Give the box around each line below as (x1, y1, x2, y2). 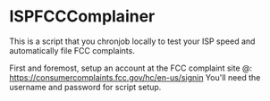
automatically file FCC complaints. (9, 45, 136, 55)
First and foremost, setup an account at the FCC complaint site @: (9, 63, 253, 73)
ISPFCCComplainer (9, 6, 156, 27)
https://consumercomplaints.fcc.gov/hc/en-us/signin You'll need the (9, 72, 261, 82)
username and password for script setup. (9, 81, 162, 92)
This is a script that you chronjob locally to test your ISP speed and (9, 36, 256, 46)
